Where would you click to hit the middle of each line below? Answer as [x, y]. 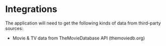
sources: [14, 28]
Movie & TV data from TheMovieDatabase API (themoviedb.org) [78, 38]
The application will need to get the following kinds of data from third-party [83, 23]
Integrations [31, 9]
